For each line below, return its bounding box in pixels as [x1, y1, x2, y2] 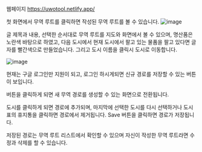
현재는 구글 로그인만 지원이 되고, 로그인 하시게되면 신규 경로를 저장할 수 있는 [6, 71, 186, 77]
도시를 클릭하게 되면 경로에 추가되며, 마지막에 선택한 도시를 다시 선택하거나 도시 [6, 104, 194, 110]
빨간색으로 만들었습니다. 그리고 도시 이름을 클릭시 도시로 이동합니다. [17, 46, 177, 53]
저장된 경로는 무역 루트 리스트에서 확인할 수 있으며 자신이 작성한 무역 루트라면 [6, 131, 189, 139]
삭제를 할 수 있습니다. [17, 139, 68, 146]
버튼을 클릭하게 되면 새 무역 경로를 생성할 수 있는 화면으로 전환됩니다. [6, 91, 169, 98]
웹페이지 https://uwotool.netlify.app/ [6, 5, 95, 12]
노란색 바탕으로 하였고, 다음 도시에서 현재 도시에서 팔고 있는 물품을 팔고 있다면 [6, 39, 191, 45]
